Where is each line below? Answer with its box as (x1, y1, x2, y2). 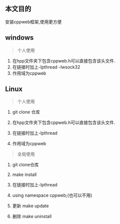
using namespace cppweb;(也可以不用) (12, 192, 92, 198)
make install (12, 171, 37, 177)
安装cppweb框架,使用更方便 (5, 19, 62, 25)
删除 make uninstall (12, 214, 52, 220)
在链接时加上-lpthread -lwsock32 (12, 64, 80, 70)
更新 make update (12, 203, 49, 209)
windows (5, 34, 34, 42)
